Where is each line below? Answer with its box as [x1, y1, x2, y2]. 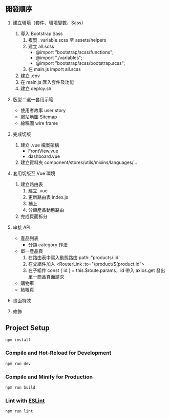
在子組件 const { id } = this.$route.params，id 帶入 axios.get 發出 [28, 267, 165, 274]
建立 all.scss [28, 43, 55, 49]
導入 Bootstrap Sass [20, 30, 63, 37]
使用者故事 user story [20, 107, 66, 113]
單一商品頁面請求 [28, 274, 65, 280]
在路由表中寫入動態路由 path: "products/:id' [28, 254, 120, 261]
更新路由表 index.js [28, 194, 68, 200]
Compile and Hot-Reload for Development [5, 349, 112, 356]
